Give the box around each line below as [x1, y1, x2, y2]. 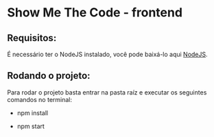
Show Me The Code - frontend [7, 5, 183, 21]
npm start [16, 122, 45, 130]
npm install [16, 108, 49, 117]
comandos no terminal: [7, 95, 72, 103]
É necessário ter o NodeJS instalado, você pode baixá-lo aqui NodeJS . [7, 50, 208, 58]
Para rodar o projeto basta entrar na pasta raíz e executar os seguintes [7, 88, 207, 97]
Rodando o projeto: [7, 70, 91, 82]
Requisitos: [7, 32, 57, 44]
